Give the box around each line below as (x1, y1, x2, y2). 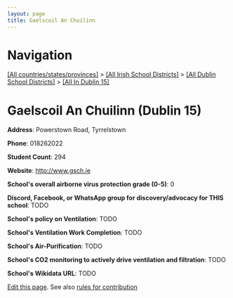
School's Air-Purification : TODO (7, 242, 103, 250)
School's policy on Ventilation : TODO (7, 215, 118, 223)
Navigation (7, 47, 72, 63)
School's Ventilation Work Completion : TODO (7, 228, 142, 237)
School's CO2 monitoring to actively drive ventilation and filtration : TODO (7, 256, 226, 264)
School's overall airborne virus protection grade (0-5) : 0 (7, 180, 175, 188)
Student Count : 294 (7, 153, 67, 162)
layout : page (7, 10, 46, 18)
